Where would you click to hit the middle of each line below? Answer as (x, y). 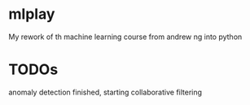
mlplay (32, 14)
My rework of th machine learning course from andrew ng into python (125, 37)
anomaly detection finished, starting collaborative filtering (105, 92)
